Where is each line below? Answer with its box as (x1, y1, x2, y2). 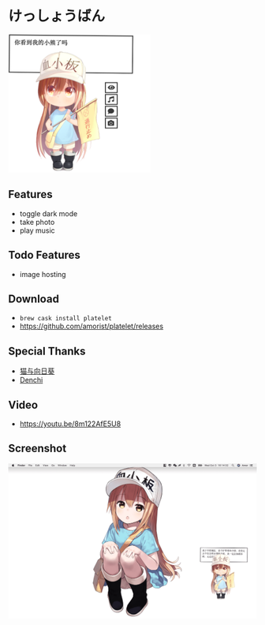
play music (19, 226, 55, 235)
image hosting (19, 269, 66, 279)
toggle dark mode (19, 208, 78, 218)
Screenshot (8, 442, 67, 455)
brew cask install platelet (19, 315, 112, 323)
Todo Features (8, 249, 81, 262)
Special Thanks (8, 344, 86, 357)
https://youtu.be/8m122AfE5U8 (19, 419, 121, 429)
